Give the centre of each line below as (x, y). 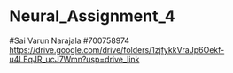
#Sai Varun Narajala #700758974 (70, 40)
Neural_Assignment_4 (92, 16)
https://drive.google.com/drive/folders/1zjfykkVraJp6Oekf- (117, 49)
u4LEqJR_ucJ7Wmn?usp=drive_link (74, 59)
